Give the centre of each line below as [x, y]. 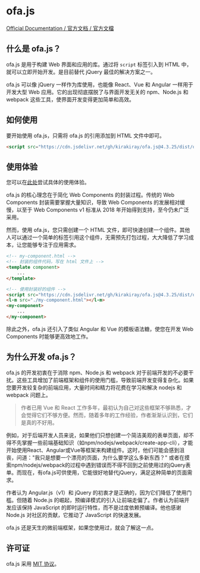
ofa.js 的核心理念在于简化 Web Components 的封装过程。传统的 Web [90, 195]
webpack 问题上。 [29, 395]
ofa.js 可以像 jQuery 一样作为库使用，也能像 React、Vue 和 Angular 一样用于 [100, 84]
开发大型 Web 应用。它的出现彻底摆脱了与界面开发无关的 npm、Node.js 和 [97, 92]
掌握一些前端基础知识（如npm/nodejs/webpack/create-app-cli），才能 [107, 442]
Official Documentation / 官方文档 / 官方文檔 [60, 28]
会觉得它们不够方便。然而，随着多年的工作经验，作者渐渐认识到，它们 [107, 415]
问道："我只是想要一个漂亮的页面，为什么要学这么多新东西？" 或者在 [100, 457]
